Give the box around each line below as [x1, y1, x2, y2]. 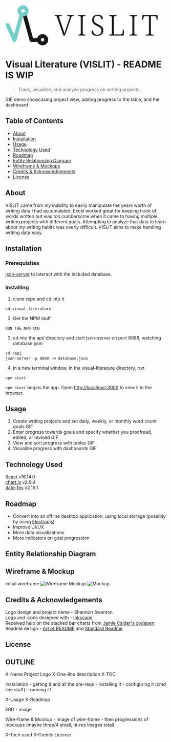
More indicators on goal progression [12, 535, 90, 541]
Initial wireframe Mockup [5, 581, 86, 587]
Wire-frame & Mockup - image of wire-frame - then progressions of [5, 716, 148, 723]
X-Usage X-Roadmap [5, 696, 50, 703]
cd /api [5, 351, 22, 356]
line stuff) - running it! [5, 687, 51, 693]
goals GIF [12, 423, 33, 430]
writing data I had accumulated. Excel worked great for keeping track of [5, 207, 157, 214]
